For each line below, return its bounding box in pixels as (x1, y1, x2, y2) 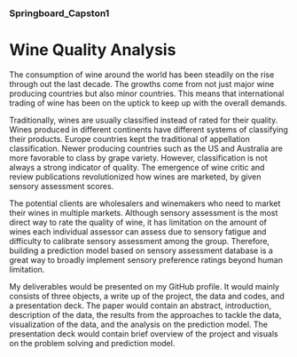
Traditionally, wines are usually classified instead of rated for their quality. (9, 115, 278, 125)
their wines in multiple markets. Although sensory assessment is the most (9, 207, 278, 218)
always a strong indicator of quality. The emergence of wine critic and (9, 162, 265, 172)
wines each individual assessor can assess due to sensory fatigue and (9, 226, 267, 237)
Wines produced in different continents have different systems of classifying (9, 123, 288, 135)
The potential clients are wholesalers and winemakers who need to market (9, 198, 281, 209)
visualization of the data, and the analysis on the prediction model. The (9, 319, 269, 329)
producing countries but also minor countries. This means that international (9, 88, 285, 99)
